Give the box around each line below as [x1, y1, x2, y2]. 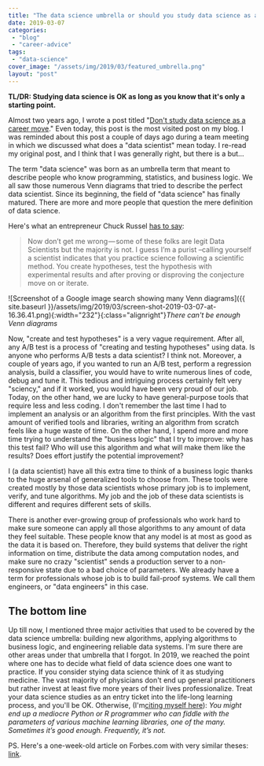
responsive [8, 564, 45, 575]
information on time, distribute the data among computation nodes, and [8, 548, 240, 557]
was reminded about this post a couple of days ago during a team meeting [8, 131, 249, 142]
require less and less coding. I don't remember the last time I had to [8, 401, 227, 410]
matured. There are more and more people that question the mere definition [8, 198, 254, 207]
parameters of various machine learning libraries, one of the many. [8, 717, 226, 727]
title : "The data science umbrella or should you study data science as [8, 11, 251, 20]
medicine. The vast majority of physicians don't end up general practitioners [8, 675, 255, 685]
